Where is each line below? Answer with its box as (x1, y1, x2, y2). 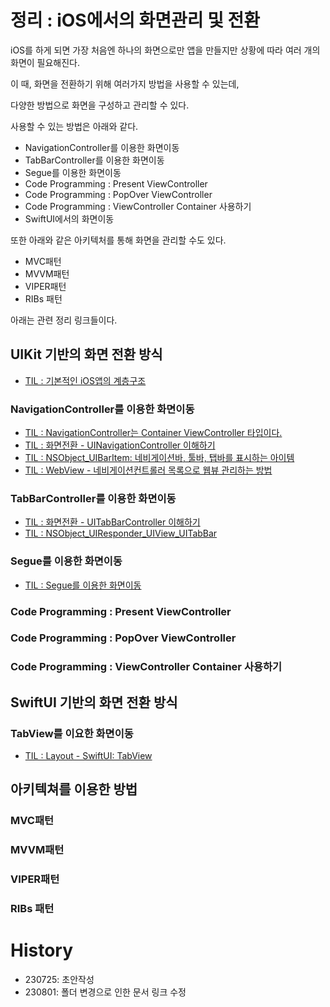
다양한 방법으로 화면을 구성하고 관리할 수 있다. (10, 99, 190, 111)
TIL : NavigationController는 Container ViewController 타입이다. (24, 427, 283, 439)
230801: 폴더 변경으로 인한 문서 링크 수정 (24, 986, 187, 998)
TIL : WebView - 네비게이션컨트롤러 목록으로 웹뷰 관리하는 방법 (24, 464, 273, 476)
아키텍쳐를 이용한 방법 (10, 781, 138, 798)
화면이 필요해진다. (10, 56, 81, 68)
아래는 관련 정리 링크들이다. (10, 314, 118, 326)
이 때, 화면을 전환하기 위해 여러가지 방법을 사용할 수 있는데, (10, 77, 240, 90)
